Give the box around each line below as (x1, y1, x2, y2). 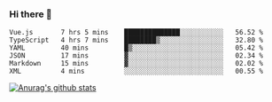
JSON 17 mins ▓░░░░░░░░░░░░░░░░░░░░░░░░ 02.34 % (9, 51, 264, 60)
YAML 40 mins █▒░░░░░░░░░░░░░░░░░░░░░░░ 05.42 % (9, 43, 264, 52)
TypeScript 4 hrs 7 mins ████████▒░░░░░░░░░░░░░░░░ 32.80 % (9, 35, 264, 45)
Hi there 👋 (9, 8, 53, 20)
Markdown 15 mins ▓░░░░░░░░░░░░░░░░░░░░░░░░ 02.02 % (9, 59, 264, 68)
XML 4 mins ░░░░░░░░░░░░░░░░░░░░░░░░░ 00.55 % (9, 67, 264, 76)
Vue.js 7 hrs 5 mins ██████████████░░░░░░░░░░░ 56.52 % (9, 28, 264, 37)
